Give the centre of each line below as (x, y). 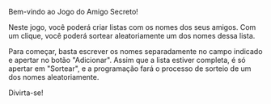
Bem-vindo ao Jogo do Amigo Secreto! (74, 12)
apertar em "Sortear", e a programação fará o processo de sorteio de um (130, 69)
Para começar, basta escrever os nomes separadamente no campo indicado (135, 51)
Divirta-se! (26, 93)
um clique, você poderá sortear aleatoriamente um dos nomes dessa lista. (132, 36)
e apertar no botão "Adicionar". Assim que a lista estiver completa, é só (127, 60)
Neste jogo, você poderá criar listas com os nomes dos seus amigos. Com (132, 27)
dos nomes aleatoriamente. (54, 77)
